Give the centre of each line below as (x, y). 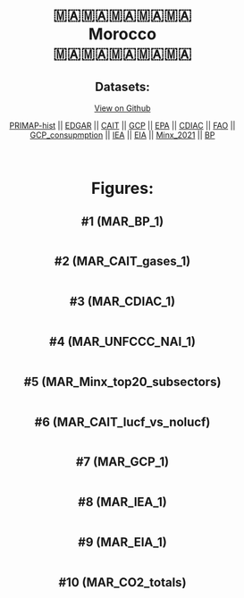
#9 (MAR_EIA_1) (122, 542)
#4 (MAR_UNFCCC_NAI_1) (122, 342)
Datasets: (122, 86)
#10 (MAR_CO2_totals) (122, 582)
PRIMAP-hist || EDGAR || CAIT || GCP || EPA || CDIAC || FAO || (122, 126)
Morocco (122, 34)
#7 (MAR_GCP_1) (122, 462)
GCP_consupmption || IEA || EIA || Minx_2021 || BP (122, 135)
